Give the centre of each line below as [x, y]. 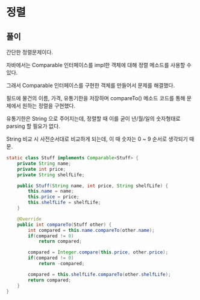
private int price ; [42, 169]
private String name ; [44, 164]
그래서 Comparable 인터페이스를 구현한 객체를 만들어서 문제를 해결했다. [91, 85]
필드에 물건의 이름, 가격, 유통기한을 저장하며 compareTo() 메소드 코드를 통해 [96, 98]
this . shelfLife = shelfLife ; [64, 203]
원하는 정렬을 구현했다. [49, 106]
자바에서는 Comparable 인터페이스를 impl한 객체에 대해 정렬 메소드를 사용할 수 [99, 65]
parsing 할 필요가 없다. [33, 126]
